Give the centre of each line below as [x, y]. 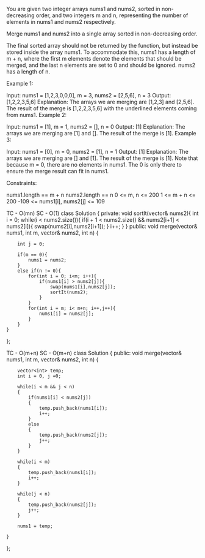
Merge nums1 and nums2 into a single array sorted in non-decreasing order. [102, 34]
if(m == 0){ [32, 255]
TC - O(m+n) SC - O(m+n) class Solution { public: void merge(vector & [94, 353]
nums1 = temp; [35, 526]
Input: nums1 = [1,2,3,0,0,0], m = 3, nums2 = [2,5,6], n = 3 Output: [89, 95]
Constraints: [22, 183]
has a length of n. [28, 72]
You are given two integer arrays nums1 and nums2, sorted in [83, 9]
